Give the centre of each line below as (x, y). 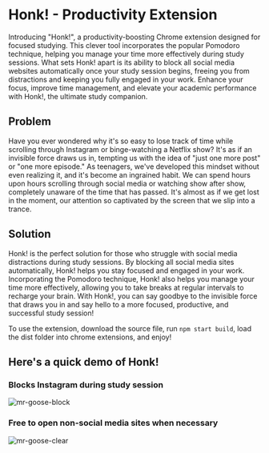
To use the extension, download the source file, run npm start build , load (130, 328)
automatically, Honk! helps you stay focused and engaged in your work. (126, 271)
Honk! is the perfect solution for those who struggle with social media (123, 253)
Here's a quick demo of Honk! (84, 362)
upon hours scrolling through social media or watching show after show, (127, 183)
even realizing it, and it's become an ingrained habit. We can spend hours (129, 174)
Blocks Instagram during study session (86, 384)
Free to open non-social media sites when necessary (113, 423)
